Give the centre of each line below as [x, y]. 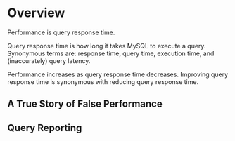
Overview [36, 13]
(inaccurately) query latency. [49, 60]
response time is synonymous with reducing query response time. [103, 81]
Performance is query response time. [61, 32]
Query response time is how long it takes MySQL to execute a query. [107, 46]
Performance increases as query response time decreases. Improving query [118, 74]
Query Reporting [45, 128]
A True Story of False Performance [85, 104]
